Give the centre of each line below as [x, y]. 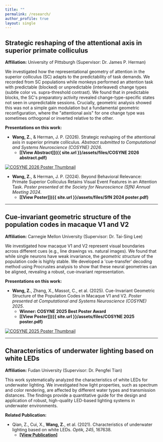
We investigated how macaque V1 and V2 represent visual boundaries [75, 246]
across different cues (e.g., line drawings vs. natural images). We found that [81, 251]
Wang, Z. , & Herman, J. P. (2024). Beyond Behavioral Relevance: [77, 177]
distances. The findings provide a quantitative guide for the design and [76, 395]
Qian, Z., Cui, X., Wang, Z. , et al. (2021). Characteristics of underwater [82, 424]
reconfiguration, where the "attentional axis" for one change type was [75, 113]
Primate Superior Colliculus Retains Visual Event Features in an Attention [84, 182]
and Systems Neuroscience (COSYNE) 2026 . [57, 147]
